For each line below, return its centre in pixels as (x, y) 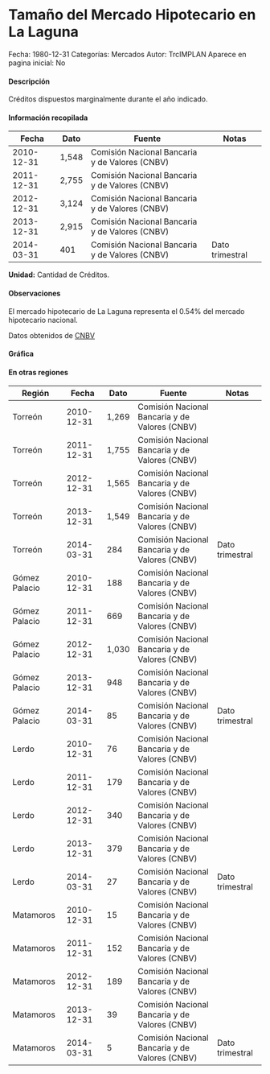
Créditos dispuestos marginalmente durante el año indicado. (108, 99)
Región (35, 394)
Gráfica (21, 354)
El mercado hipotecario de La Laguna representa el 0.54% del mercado (127, 311)
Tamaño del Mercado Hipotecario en (132, 15)
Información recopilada (48, 118)
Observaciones (35, 293)
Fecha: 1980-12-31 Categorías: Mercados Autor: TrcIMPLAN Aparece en (127, 54)
